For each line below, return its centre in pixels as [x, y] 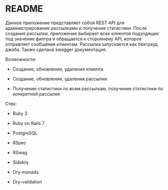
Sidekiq [20, 162]
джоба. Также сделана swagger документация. [56, 49]
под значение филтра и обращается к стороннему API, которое [73, 39]
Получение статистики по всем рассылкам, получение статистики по [88, 88]
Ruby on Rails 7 [28, 123]
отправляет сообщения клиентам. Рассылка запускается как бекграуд [81, 44]
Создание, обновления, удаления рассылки [60, 79]
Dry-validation [27, 181]
